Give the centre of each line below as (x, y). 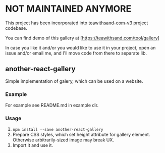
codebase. (16, 28)
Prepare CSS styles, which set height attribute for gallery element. (81, 135)
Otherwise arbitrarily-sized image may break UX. (63, 140)
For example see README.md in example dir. (52, 105)
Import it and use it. (33, 145)
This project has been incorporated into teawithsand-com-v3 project (77, 23)
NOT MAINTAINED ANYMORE (68, 9)
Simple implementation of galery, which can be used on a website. (74, 81)
